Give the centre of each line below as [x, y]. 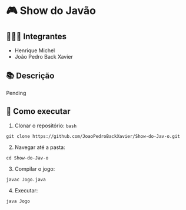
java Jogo [18, 201]
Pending [16, 93]
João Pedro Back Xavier [44, 57]
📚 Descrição [30, 76]
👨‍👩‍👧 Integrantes [36, 36]
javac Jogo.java [26, 179]
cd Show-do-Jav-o [27, 158]
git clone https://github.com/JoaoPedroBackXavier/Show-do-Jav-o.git [93, 136]
